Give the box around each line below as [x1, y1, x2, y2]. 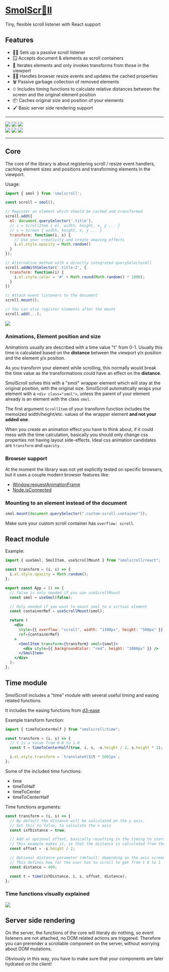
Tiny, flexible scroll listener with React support [5, 21, 101, 27]
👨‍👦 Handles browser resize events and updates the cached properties [12, 73, 158, 79]
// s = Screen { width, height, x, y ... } [10, 228, 102, 233]
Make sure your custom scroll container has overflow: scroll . [5, 520, 135, 526]
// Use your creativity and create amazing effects [14, 237, 125, 242]
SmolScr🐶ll [5, 5, 52, 16]
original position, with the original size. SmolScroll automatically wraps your [5, 386, 162, 392]
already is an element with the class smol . [5, 396, 91, 402]
